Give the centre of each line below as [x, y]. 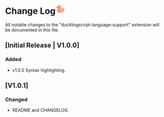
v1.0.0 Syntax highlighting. [39, 70]
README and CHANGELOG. [41, 110]
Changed [16, 99]
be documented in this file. [32, 30]
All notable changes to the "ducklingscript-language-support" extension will [82, 25]
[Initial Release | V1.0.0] [42, 45]
